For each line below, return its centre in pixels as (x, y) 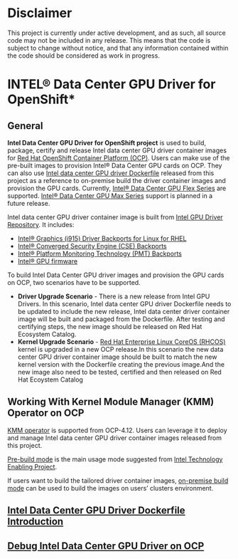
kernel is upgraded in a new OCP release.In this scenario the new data (120, 349)
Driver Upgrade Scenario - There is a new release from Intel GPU (114, 296)
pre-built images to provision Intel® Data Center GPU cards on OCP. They (115, 165)
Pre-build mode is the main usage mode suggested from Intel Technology (115, 459)
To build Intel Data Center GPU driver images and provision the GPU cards (116, 275)
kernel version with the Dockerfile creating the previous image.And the (121, 364)
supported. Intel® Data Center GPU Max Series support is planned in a (110, 195)
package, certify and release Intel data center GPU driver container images (117, 150)
